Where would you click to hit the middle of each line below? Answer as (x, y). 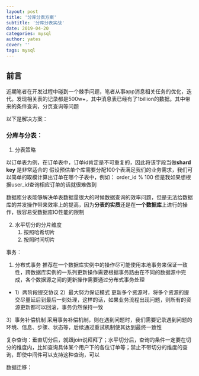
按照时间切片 (39, 239)
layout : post (22, 12)
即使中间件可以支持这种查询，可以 (58, 355)
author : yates (24, 39)
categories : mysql (29, 34)
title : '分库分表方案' (31, 17)
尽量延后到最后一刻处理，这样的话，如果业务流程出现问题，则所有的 (103, 299)
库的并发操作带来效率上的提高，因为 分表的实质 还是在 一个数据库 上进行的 (94, 204)
